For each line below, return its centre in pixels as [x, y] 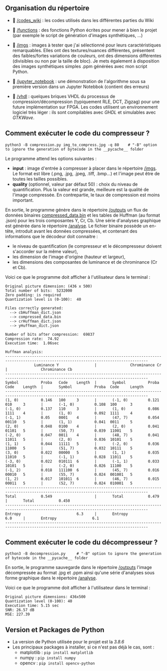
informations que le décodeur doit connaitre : [52, 236]
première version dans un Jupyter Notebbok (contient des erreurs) [81, 87]
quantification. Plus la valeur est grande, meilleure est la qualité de [81, 189]
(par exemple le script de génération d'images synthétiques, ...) [78, 35]
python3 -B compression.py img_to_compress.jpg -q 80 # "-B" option [81, 145]
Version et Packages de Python [55, 630]
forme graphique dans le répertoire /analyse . [51, 578]
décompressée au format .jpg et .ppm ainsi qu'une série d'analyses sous [80, 573]
